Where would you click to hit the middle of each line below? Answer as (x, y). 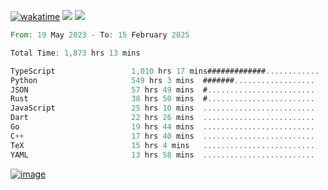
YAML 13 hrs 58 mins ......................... (162, 155)
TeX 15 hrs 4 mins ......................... (162, 145)
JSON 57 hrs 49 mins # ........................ (162, 90)
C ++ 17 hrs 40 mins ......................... (162, 136)
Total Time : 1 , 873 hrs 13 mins (75, 53)
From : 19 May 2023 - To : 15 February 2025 (100, 35)
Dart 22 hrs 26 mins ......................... (162, 118)
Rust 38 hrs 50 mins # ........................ (162, 99)
